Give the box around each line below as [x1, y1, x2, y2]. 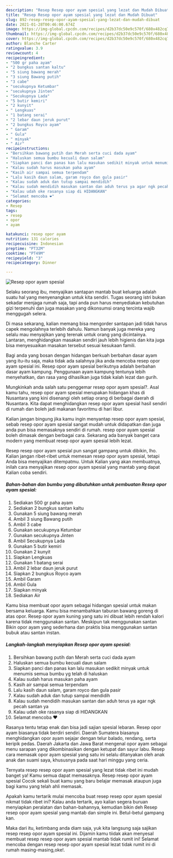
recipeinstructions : [6, 146, 50, 151]
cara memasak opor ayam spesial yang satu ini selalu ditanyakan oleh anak [6, 752, 165, 758]
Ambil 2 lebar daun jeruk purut [13, 565, 78, 571]
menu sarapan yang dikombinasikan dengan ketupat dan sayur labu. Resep [6, 746, 165, 752]
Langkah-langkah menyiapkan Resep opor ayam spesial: [6, 641, 131, 647]
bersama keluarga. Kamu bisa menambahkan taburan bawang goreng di [6, 608, 159, 614]
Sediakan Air [13, 593, 41, 599]
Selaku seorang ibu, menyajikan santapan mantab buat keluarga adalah [6, 289, 157, 295]
